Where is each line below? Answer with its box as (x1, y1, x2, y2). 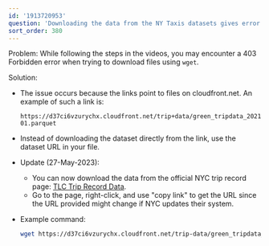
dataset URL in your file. (19, 142, 100, 152)
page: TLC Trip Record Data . (31, 182, 127, 191)
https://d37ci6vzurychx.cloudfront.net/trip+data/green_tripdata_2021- (19, 113, 265, 121)
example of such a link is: (19, 97, 104, 107)
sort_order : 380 (8, 27, 63, 35)
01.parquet (19, 120, 57, 128)
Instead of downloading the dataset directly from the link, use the (19, 133, 237, 143)
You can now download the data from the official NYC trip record (31, 174, 247, 183)
